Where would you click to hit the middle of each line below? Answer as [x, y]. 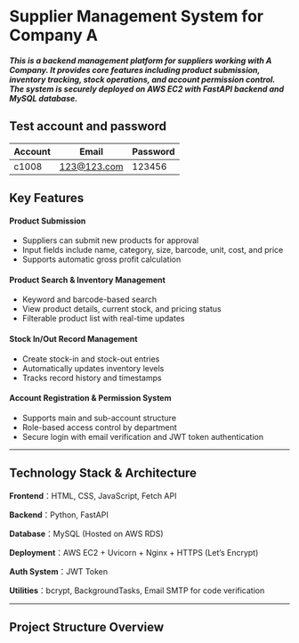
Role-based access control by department [100, 427]
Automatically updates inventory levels [93, 368]
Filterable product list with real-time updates [103, 319]
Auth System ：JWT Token [59, 571]
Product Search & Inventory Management [88, 280]
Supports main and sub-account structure [99, 418]
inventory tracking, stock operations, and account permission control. [142, 79]
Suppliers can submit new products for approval [110, 240]
